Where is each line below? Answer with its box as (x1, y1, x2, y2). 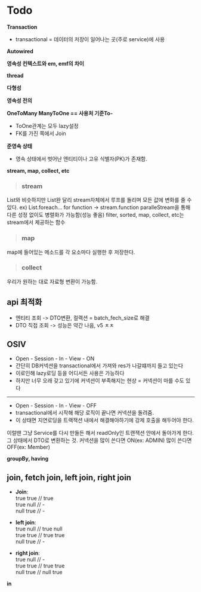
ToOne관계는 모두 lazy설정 (15, 122, 79, 129)
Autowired (7, 47, 33, 54)
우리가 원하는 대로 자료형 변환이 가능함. (7, 278, 98, 285)
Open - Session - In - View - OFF (15, 402, 97, 409)
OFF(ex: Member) (7, 443, 50, 451)
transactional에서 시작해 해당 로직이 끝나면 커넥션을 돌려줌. (15, 409, 154, 416)
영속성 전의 (7, 97, 32, 104)
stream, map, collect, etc (7, 167, 70, 174)
